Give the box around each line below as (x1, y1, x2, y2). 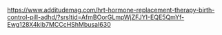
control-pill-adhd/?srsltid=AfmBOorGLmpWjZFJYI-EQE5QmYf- (7, 13, 185, 21)
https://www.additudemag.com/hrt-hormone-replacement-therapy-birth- (7, 6, 215, 14)
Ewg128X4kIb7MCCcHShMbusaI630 (7, 21, 112, 28)
